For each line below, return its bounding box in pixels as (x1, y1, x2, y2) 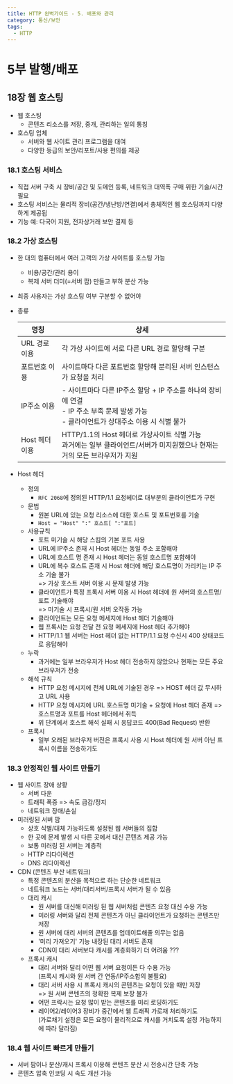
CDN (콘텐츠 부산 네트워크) (17, 867, 92, 876)
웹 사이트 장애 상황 (17, 780, 68, 789)
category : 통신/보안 (7, 17, 61, 24)
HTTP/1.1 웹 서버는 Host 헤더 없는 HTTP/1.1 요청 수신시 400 (37, 631, 201, 639)
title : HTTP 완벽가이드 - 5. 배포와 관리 (7, 10, 114, 17)
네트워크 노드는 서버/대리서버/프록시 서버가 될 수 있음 (27, 885, 171, 893)
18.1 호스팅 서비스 (7, 165, 62, 175)
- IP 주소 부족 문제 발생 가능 (61, 406, 148, 416)
